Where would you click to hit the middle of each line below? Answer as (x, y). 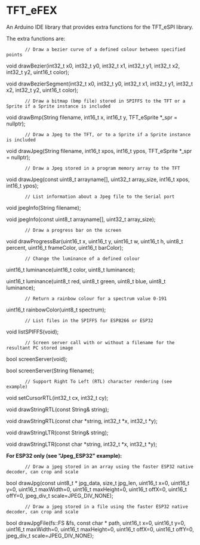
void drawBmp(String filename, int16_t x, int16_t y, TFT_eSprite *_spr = (92, 117)
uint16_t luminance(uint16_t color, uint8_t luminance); (71, 270)
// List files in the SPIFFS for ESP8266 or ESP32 (89, 320)
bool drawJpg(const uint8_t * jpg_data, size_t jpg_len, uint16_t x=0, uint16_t (98, 483)
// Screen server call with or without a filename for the (100, 342)
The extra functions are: (36, 38)
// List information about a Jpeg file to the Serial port (100, 197)
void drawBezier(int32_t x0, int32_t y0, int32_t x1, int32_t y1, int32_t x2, (93, 66)
